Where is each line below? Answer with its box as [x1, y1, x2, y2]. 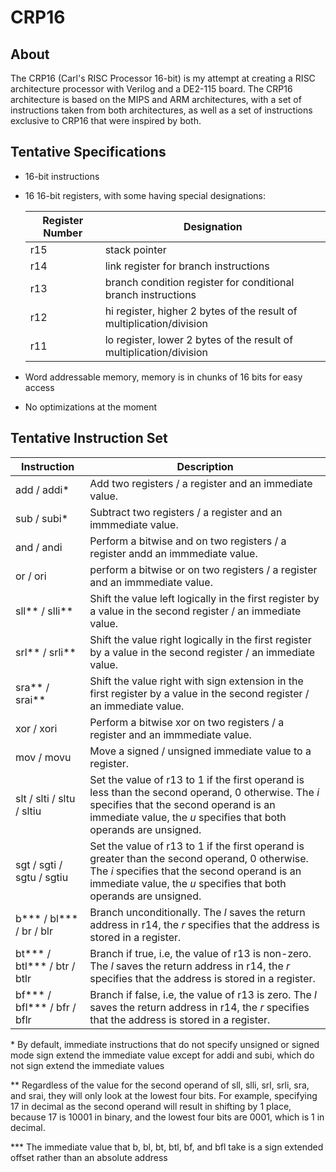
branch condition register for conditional [104, 275, 295, 289]
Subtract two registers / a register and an [89, 505, 283, 519]
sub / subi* [15, 511, 69, 525]
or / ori [15, 569, 47, 583]
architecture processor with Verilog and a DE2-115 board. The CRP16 [10, 83, 293, 95]
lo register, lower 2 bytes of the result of [104, 332, 294, 346]
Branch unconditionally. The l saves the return [89, 905, 306, 919]
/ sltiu [15, 804, 42, 818]
